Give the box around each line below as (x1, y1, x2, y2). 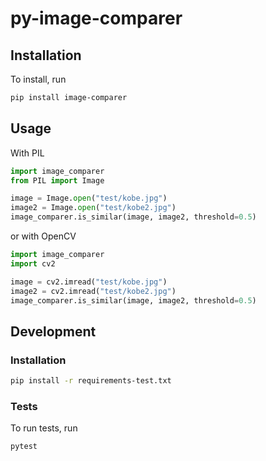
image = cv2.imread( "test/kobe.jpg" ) (10, 277, 168, 287)
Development (10, 323, 97, 340)
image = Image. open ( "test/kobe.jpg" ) (10, 193, 168, 204)
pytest (10, 442, 38, 452)
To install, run (10, 73, 67, 85)
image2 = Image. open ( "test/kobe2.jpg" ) (10, 203, 177, 213)
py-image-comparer (10, 7, 183, 30)
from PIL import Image (10, 175, 105, 186)
